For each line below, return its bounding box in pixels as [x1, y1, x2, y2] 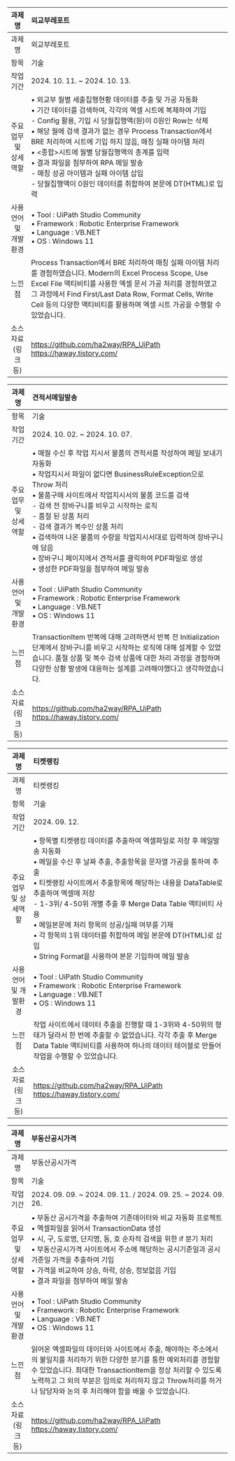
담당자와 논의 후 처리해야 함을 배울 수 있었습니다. [39, 1387, 190, 1396]
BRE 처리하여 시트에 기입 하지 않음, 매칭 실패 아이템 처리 [31, 137, 205, 146]
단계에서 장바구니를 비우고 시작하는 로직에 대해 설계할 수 [31, 643, 206, 652]
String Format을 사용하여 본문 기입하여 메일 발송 [38, 952, 190, 961]
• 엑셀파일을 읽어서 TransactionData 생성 [31, 1223, 162, 1233]
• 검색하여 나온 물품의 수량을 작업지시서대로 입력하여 [31, 533, 196, 542]
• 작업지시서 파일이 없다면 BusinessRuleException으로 [31, 469, 204, 479]
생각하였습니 [185, 664, 224, 673]
